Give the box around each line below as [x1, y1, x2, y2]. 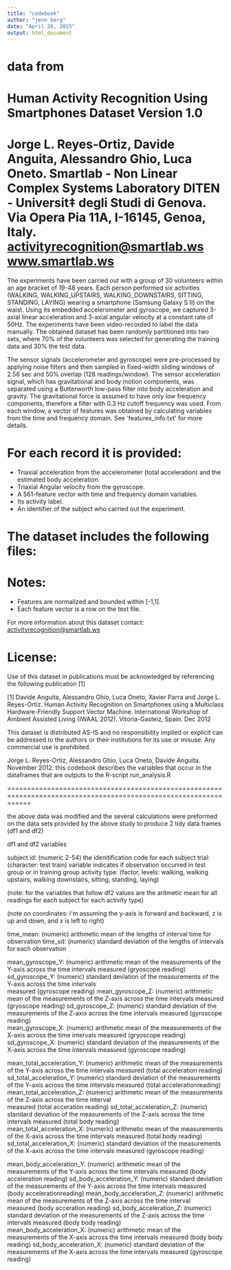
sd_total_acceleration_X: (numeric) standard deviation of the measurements [7, 1139, 221, 1148]
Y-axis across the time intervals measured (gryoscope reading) [7, 965, 186, 973]
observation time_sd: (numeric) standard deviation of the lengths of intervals [7, 937, 224, 945]
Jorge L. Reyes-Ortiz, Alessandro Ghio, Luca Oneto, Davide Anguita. [7, 756, 201, 764]
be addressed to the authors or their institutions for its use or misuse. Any [7, 735, 216, 744]
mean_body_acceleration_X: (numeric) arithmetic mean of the [7, 1225, 181, 1234]
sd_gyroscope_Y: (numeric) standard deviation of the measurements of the [7, 972, 219, 980]
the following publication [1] [7, 679, 86, 688]
